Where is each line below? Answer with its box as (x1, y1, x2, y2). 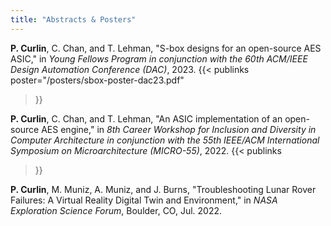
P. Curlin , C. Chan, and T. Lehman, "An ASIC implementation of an (10, 112, 283, 125)
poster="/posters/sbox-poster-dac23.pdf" (10, 74, 185, 86)
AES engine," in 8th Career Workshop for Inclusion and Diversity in (41, 123, 317, 135)
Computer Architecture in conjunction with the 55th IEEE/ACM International (10, 134, 320, 146)
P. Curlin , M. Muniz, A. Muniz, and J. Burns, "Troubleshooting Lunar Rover (10, 183, 317, 195)
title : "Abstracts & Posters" (10, 14, 137, 25)
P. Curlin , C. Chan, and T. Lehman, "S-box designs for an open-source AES (10, 42, 322, 54)
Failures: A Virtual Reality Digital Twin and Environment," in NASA (10, 194, 278, 206)
